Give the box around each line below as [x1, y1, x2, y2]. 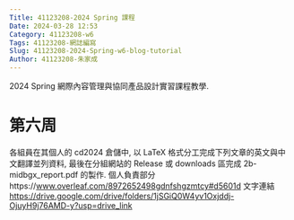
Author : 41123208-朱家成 [9, 55, 99, 64]
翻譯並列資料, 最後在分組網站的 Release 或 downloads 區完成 [16, 158, 242, 169]
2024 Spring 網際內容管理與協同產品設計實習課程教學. [9, 81, 209, 91]
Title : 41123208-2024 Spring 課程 [9, 13, 136, 22]
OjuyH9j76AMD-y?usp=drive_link [9, 199, 133, 211]
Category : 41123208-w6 [9, 30, 94, 39]
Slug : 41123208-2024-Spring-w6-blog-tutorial [9, 47, 182, 56]
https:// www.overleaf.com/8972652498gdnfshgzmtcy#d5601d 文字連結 [9, 180, 275, 191]
